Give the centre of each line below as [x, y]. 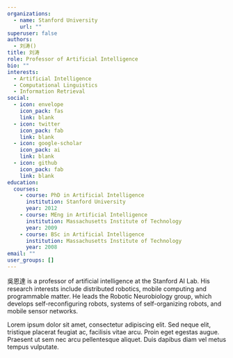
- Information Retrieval [49, 91]
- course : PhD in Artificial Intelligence [82, 195]
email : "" [22, 254]
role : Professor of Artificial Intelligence [73, 59]
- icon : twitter [37, 124]
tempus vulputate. [33, 347]
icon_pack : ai [40, 150]
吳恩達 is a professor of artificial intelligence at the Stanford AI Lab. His [109, 281]
